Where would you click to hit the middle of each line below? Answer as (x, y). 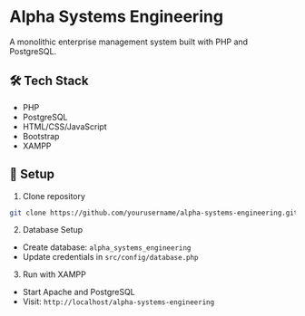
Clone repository (54, 196)
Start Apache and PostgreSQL (79, 292)
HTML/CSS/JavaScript (64, 126)
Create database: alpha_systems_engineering (107, 247)
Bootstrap (41, 136)
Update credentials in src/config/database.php (110, 257)
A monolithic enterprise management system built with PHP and (128, 42)
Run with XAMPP (54, 274)
